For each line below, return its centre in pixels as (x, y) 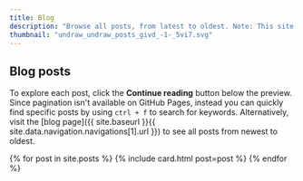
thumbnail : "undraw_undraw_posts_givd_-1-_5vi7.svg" (111, 34)
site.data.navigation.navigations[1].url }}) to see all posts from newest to (144, 131)
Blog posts (40, 71)
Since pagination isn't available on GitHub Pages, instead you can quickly (147, 103)
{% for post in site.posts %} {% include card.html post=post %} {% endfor (148, 158)
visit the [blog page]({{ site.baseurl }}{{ (83, 122)
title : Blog (32, 18)
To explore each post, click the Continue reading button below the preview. (151, 93)
